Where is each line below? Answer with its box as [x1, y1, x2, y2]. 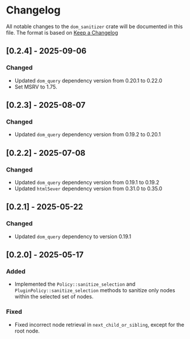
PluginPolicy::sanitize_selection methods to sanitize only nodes [14, 287, 175, 294]
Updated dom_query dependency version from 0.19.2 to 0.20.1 [14, 131, 161, 138]
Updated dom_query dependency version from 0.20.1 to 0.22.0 [14, 77, 163, 84]
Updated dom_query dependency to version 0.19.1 [14, 232, 132, 240]
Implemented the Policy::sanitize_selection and [14, 280, 136, 287]
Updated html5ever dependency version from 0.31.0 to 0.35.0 [14, 185, 163, 192]
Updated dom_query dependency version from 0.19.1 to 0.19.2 [14, 179, 160, 186]
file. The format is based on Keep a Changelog [6, 29, 119, 36]
